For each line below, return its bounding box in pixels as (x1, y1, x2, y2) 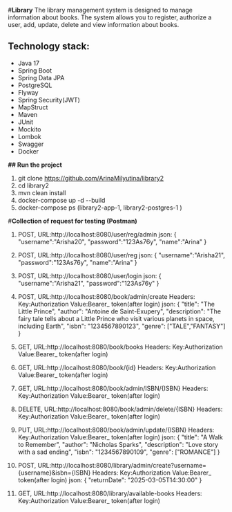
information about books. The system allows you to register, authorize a (8, 13, 212, 21)
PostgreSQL (17, 81, 52, 89)
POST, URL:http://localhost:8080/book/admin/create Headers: (17, 292, 195, 300)
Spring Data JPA (17, 73, 65, 82)
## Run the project (8, 161, 63, 169)
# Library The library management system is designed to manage (8, 6, 193, 14)
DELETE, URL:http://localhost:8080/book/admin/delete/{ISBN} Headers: (17, 405, 223, 413)
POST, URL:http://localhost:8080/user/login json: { (17, 271, 162, 280)
